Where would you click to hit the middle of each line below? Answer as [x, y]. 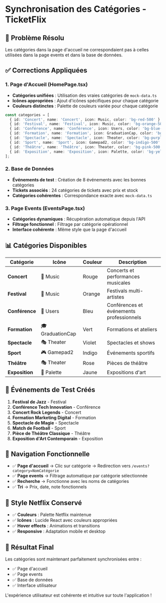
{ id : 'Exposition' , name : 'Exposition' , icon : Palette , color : [77, 152]
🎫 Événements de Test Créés [50, 390]
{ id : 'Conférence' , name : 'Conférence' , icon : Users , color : [75, 129]
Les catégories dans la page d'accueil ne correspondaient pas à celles [77, 50]
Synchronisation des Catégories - [76, 9]
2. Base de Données [30, 169]
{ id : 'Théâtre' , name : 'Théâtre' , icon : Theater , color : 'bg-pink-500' [86, 147]
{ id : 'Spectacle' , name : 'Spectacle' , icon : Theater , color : [75, 138]
